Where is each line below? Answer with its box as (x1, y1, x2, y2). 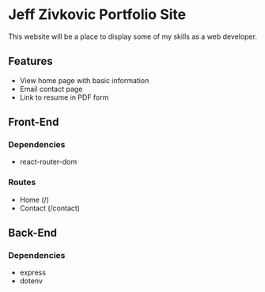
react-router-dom (19, 157, 78, 167)
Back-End (8, 226, 58, 240)
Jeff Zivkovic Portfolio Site (8, 6, 187, 24)
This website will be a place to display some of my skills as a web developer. (8, 32, 257, 41)
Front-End (8, 116, 59, 129)
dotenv (19, 276, 44, 286)
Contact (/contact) (19, 203, 81, 213)
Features (8, 55, 53, 68)
